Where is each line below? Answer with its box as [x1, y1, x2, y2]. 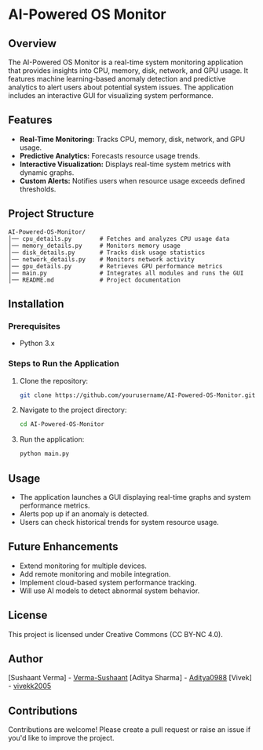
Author [8, 653, 43, 666]
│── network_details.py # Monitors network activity [8, 255, 195, 264]
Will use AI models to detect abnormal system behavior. [19, 586, 200, 595]
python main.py [19, 450, 70, 458]
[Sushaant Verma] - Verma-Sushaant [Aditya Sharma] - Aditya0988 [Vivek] [8, 673, 253, 683]
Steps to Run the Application [8, 359, 119, 370]
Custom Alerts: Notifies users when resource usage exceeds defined [19, 176, 246, 185]
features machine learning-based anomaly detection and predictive [8, 75, 226, 83]
